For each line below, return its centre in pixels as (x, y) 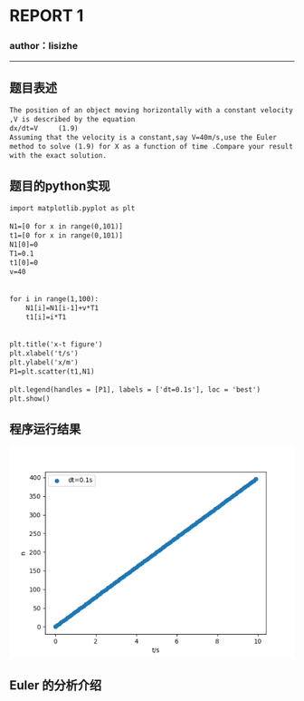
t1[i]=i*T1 (46, 317)
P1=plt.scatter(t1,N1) (52, 372)
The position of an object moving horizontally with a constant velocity (152, 111)
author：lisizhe (44, 46)
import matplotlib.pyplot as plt (72, 209)
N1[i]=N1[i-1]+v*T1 (62, 308)
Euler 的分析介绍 (56, 685)
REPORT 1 (47, 16)
